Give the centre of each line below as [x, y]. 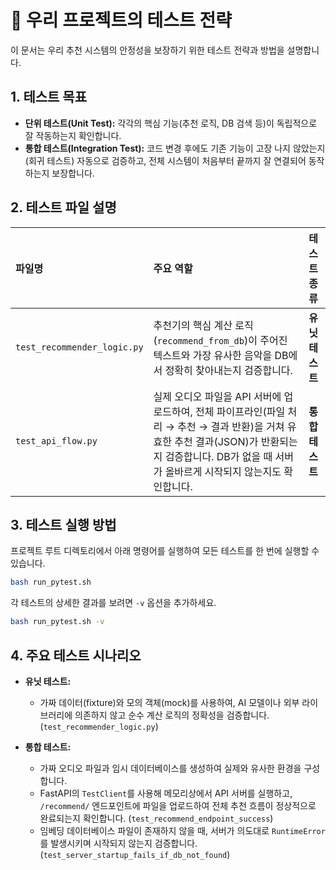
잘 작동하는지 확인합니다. [73, 135]
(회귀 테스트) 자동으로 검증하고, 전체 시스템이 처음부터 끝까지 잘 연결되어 [165, 160]
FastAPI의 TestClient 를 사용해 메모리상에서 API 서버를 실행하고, [166, 793]
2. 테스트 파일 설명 [63, 207]
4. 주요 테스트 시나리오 [76, 655]
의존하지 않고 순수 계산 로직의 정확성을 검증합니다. [172, 715]
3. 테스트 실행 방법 [63, 524]
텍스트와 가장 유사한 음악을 [213, 355]
